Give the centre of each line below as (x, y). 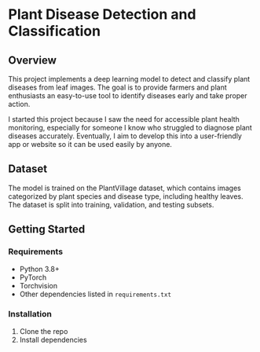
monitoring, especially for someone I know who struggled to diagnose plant (130, 128)
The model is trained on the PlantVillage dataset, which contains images (125, 188)
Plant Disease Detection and (102, 15)
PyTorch (33, 277)
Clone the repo (44, 331)
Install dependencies (53, 339)
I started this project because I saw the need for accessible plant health (124, 119)
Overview (33, 60)
